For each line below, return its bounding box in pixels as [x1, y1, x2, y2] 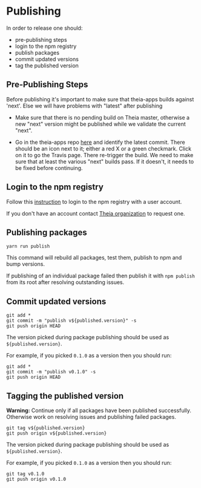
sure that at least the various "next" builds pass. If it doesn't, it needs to [15, 158, 194, 165]
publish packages [15, 49, 59, 56]
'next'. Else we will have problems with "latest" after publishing [6, 102, 163, 109]
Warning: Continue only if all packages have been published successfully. [6, 407, 192, 414]
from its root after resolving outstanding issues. [6, 279, 125, 286]
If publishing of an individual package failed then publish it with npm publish [6, 272, 195, 280]
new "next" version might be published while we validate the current [15, 120, 186, 127]
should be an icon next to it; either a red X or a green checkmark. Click [15, 144, 192, 152]
